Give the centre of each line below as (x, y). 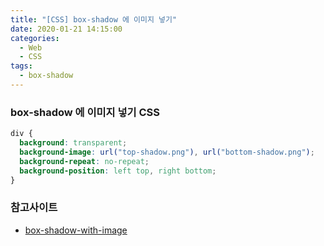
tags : (21, 66)
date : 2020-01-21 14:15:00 (66, 29)
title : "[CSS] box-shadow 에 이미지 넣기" (94, 19)
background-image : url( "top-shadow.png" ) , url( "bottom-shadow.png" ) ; (167, 152)
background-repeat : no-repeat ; (84, 161)
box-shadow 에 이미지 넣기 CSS (85, 112)
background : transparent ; (73, 143)
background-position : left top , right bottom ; (118, 171)
